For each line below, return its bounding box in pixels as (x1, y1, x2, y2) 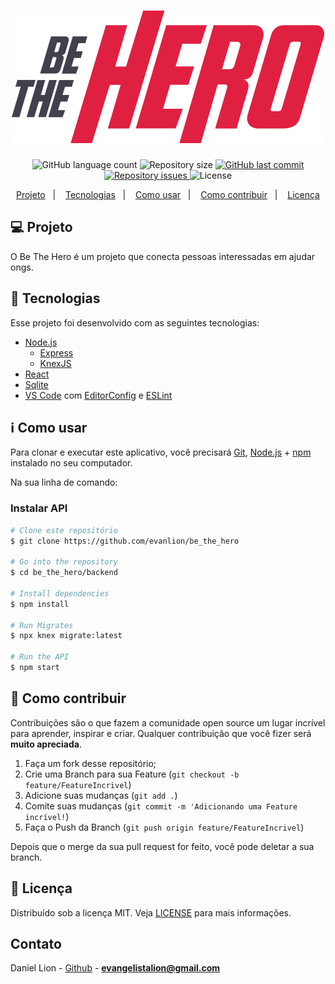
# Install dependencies (10, 588, 110, 599)
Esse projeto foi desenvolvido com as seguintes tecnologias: (10, 316, 260, 329)
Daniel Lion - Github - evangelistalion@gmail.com (10, 962, 221, 974)
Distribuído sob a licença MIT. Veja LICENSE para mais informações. (10, 906, 292, 919)
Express (39, 346, 74, 359)
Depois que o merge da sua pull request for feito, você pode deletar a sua (10, 840, 315, 852)
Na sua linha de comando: (10, 476, 118, 489)
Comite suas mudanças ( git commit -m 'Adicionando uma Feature (24, 800, 298, 812)
